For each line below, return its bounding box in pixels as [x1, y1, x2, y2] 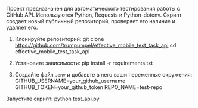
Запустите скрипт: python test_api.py [6, 95, 100, 102]
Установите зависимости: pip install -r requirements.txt [14, 59, 153, 66]
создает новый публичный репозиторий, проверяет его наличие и [6, 18, 175, 24]
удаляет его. [6, 24, 38, 31]
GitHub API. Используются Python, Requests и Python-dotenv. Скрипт [6, 11, 182, 18]
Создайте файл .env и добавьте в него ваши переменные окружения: [14, 71, 193, 78]
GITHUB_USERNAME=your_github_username [14, 77, 126, 84]
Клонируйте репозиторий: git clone [14, 36, 104, 42]
